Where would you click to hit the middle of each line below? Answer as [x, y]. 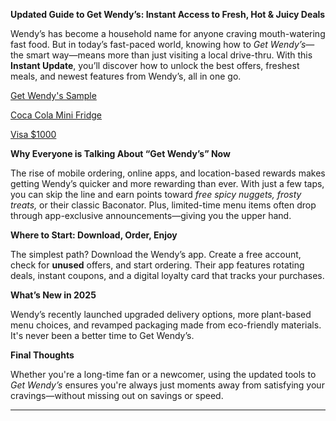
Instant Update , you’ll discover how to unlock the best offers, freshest [155, 65]
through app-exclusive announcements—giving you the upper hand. [151, 215]
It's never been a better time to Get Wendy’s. [102, 335]
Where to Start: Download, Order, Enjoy [94, 235]
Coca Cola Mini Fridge [56, 115]
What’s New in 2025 [53, 295]
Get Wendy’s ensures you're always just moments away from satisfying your [167, 385]
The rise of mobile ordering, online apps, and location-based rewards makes [168, 173]
